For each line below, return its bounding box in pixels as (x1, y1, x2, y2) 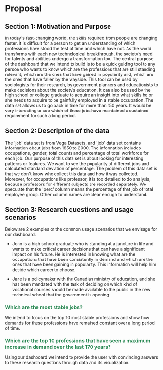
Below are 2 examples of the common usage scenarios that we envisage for (5, 226, 157, 232)
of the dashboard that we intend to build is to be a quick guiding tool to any (5, 61, 156, 67)
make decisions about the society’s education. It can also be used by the (5, 87, 151, 92)
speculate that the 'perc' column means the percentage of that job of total (5, 186, 153, 192)
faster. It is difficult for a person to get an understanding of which (5, 40, 136, 46)
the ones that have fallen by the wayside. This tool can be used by (5, 76, 138, 82)
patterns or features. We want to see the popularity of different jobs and (5, 160, 149, 166)
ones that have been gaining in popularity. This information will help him (12, 261, 157, 267)
